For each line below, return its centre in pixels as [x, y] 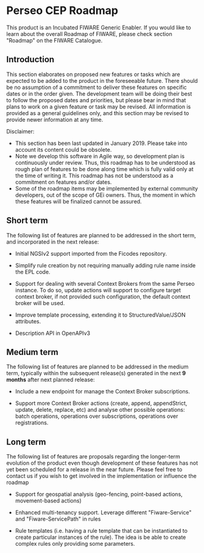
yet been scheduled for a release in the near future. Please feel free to [94, 470]
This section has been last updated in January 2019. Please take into [101, 143]
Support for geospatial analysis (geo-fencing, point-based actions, [99, 495]
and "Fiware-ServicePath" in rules [58, 519]
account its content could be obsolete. [63, 149]
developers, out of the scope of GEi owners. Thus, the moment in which [105, 195]
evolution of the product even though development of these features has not [102, 463]
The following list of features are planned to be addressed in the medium [97, 367]
